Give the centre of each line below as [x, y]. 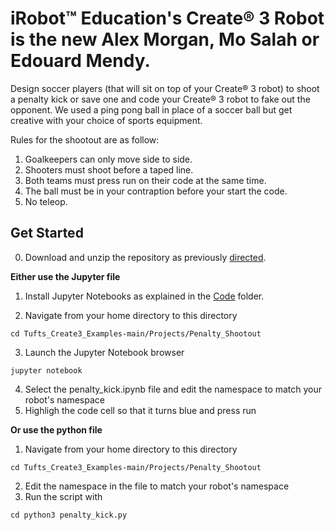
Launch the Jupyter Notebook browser [104, 352]
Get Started [47, 233]
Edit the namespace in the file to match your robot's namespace [157, 486]
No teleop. [46, 201]
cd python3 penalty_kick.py [69, 515]
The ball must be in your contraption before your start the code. [156, 191]
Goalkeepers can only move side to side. [108, 159]
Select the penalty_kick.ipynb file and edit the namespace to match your [173, 389]
